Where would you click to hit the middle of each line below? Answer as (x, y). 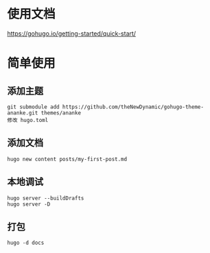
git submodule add (33, 107)
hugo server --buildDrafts (46, 198)
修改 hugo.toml (28, 120)
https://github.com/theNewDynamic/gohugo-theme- (133, 107)
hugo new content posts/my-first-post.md (67, 159)
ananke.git (23, 113)
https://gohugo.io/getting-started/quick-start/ (71, 33)
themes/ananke (61, 113)
